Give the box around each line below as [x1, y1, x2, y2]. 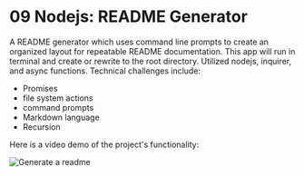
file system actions [22, 93, 93, 103]
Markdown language [22, 112, 100, 122]
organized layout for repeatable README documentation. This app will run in [9, 45, 296, 56]
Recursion [22, 121, 61, 132]
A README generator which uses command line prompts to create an [9, 36, 270, 47]
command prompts [22, 102, 94, 112]
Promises [22, 83, 58, 93]
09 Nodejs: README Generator [9, 6, 248, 27]
